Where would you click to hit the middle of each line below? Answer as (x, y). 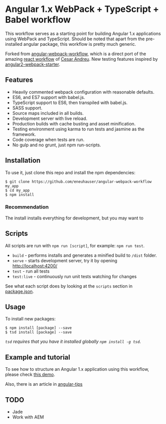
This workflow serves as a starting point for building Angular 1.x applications (83, 33)
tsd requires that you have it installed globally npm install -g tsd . (73, 341)
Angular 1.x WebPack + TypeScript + (82, 9)
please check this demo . (30, 375)
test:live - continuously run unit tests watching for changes (75, 276)
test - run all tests (31, 271)
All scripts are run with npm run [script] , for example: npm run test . (75, 245)
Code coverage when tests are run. (48, 139)
